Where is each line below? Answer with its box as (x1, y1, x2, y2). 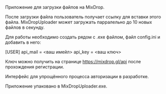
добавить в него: (5, 39, 41, 45)
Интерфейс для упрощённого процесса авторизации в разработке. (5, 74, 149, 79)
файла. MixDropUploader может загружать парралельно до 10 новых (5, 19, 152, 25)
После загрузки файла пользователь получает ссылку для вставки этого (5, 14, 161, 19)
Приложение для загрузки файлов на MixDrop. (5, 4, 105, 10)
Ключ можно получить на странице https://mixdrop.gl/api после (5, 59, 141, 64)
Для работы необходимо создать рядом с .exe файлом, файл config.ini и (5, 34, 160, 40)
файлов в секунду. (5, 24, 45, 30)
